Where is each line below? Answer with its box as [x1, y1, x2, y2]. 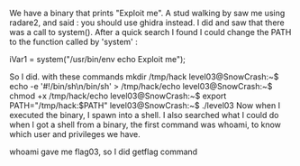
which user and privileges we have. [9, 129, 141, 139]
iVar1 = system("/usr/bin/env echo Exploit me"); [9, 54, 186, 64]
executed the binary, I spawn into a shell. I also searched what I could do [9, 110, 279, 120]
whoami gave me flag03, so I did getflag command [9, 146, 198, 157]
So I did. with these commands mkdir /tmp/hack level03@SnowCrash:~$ [9, 71, 279, 82]
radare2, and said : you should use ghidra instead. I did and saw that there [9, 17, 286, 28]
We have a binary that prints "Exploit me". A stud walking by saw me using [9, 8, 286, 18]
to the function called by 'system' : [9, 36, 138, 47]
